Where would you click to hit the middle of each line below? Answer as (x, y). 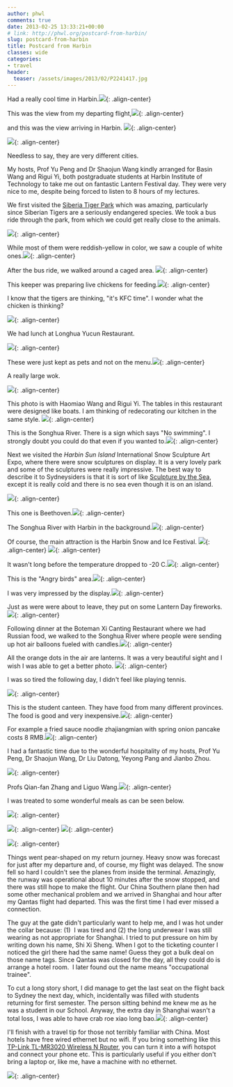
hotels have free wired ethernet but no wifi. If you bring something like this (114, 1040)
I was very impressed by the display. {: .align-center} (86, 593)
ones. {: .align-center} (41, 256)
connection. (24, 909)
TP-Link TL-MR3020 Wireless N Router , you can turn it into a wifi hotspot (112, 1047)
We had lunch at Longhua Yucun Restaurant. (71, 334)
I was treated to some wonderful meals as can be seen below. (96, 801)
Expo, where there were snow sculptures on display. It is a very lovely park (114, 462)
